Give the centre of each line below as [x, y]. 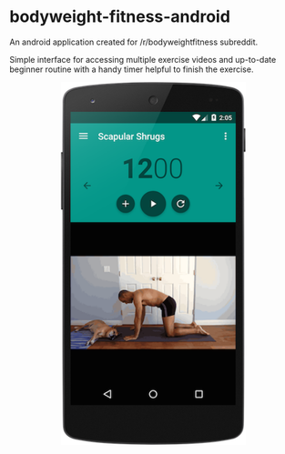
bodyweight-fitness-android [120, 17]
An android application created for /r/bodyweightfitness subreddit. [134, 42]
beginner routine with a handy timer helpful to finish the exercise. [132, 69]
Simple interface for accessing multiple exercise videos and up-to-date [143, 59]
